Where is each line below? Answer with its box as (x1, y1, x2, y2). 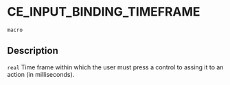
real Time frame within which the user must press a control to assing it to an (7, 63, 224, 71)
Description (7, 45, 58, 56)
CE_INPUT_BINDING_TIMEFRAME (7, 4, 200, 20)
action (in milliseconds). (7, 70, 75, 78)
